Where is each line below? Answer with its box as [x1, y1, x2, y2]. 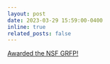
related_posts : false [7, 30, 72, 37]
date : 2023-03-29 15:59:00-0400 [7, 17, 103, 24]
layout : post [7, 10, 46, 18]
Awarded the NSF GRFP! [7, 49, 79, 58]
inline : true [7, 23, 46, 30]
